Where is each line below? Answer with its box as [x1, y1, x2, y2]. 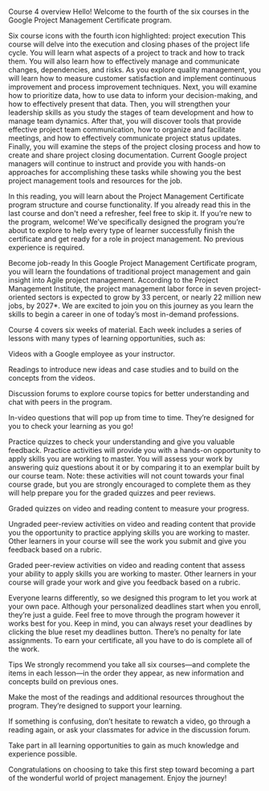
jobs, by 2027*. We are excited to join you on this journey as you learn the [8, 301, 255, 310]
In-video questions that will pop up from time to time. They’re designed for [8, 413, 255, 422]
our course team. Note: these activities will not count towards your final [8, 471, 245, 480]
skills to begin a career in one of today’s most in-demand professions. [8, 309, 239, 319]
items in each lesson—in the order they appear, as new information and [8, 668, 245, 678]
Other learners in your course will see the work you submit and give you [8, 536, 247, 545]
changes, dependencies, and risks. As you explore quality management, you [8, 65, 261, 75]
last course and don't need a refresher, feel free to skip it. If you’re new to [8, 209, 252, 218]
